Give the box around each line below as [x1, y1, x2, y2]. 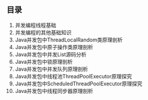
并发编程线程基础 [15, 22, 57, 29]
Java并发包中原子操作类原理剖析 [15, 43, 94, 50]
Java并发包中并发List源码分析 [15, 51, 87, 58]
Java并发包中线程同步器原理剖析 [15, 87, 94, 94]
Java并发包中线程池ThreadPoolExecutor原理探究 [15, 73, 132, 80]
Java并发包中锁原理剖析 [15, 58, 73, 65]
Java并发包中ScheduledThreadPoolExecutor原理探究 [15, 80, 142, 87]
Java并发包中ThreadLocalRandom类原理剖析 [15, 36, 123, 43]
